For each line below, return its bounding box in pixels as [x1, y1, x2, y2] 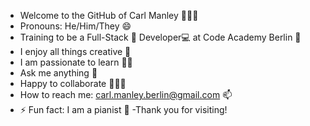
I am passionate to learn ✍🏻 [19, 56, 133, 68]
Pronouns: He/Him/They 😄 [19, 20, 132, 32]
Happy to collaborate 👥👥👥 [19, 78, 127, 89]
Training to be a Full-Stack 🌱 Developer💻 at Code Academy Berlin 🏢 [19, 31, 302, 43]
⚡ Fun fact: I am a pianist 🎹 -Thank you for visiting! [19, 104, 228, 115]
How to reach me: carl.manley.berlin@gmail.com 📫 [19, 89, 233, 100]
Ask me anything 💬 [19, 67, 98, 79]
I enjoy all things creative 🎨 [19, 46, 132, 57]
